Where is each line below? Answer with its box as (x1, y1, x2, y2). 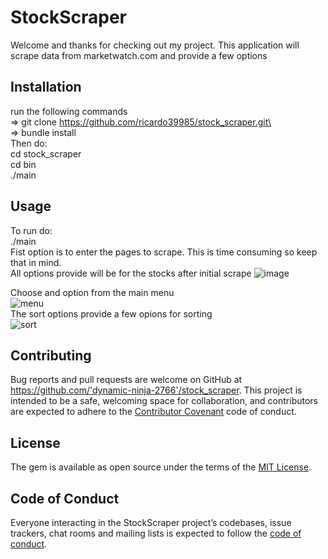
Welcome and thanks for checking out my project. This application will (10, 39, 300, 51)
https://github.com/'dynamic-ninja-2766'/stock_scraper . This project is (10, 384, 303, 396)
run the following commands (10, 105, 128, 117)
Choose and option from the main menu (10, 286, 175, 298)
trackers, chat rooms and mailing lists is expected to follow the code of (10, 527, 302, 539)
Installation (10, 79, 82, 96)
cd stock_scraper (10, 147, 82, 160)
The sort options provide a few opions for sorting (10, 307, 213, 320)
